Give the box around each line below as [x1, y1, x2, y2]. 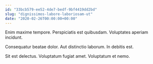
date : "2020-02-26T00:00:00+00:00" [5, 16, 78, 21]
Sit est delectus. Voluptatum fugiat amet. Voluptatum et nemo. [5, 53, 131, 59]
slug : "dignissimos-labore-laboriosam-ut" [5, 12, 93, 16]
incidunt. [5, 34, 23, 40]
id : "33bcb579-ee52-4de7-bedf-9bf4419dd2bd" [5, 7, 97, 12]
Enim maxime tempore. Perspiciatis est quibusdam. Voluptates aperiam [5, 30, 148, 35]
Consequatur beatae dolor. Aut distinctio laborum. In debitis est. [5, 44, 134, 50]
